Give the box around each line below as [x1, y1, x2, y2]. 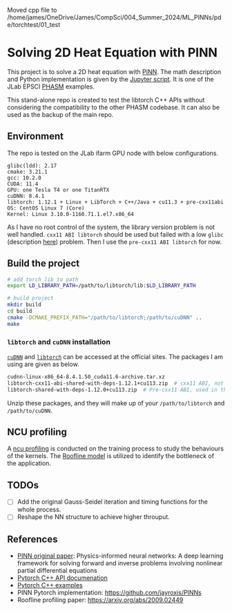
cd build [7, 308, 32, 315]
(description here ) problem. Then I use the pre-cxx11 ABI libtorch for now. [7, 237, 222, 246]
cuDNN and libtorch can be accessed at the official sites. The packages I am [7, 352, 223, 361]
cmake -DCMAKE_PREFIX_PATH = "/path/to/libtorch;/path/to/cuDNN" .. [7, 314, 202, 321]
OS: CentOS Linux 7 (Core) [7, 204, 85, 212]
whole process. [17, 505, 61, 514]
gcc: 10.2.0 [7, 174, 41, 181]
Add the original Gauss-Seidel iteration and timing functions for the [17, 498, 209, 506]
